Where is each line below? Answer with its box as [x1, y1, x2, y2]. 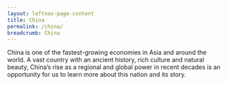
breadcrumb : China [7, 29, 60, 37]
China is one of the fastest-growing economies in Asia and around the [7, 48, 207, 57]
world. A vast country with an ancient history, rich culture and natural [7, 56, 204, 64]
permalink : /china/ [7, 23, 64, 30]
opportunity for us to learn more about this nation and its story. [7, 70, 187, 79]
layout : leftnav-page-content [7, 10, 95, 17]
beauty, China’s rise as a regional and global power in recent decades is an [7, 63, 221, 71]
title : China [7, 17, 45, 23]
